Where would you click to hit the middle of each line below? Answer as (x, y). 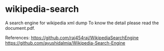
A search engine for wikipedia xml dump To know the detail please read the (82, 23)
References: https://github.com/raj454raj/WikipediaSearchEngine (72, 38)
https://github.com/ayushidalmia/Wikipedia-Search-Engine (65, 43)
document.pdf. (20, 28)
